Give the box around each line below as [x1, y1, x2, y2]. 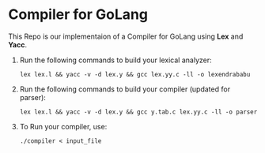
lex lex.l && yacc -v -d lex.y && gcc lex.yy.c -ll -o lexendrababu [19, 70, 251, 78]
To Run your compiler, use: [19, 121, 108, 131]
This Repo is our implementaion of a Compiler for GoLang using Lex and [8, 32, 244, 41]
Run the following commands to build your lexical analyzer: [19, 55, 212, 65]
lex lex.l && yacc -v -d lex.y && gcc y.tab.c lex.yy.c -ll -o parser [19, 108, 258, 116]
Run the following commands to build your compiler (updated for [19, 84, 231, 94]
